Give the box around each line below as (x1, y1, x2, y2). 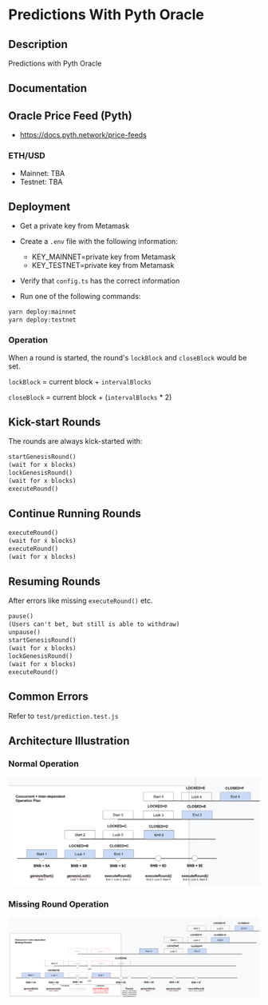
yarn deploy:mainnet (8, 308, 77, 317)
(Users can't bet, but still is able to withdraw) (8, 620, 180, 628)
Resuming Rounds (8, 574, 101, 588)
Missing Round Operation (8, 898, 109, 909)
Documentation (8, 82, 88, 95)
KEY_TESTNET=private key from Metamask (31, 261, 175, 270)
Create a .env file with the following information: (19, 237, 178, 246)
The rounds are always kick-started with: (8, 437, 143, 446)
